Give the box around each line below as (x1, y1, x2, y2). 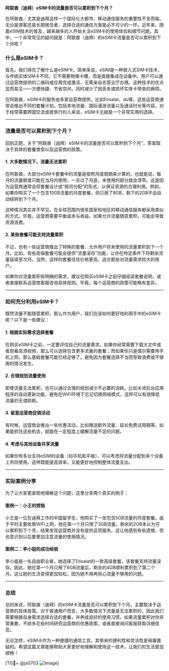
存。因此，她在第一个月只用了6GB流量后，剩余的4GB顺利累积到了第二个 (5, 564, 155, 570)
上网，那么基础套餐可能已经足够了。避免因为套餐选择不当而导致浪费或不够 (9, 354, 164, 360)
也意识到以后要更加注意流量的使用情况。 (5, 533, 89, 540)
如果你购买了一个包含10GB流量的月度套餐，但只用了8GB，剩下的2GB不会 (5, 190, 157, 196)
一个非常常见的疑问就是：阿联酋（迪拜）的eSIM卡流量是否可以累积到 (14, 35, 157, 40)
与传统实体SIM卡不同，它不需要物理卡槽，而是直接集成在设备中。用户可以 (5, 73, 159, 79)
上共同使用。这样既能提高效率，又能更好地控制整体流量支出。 (5, 459, 133, 465)
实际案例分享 (5, 478, 37, 485)
